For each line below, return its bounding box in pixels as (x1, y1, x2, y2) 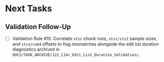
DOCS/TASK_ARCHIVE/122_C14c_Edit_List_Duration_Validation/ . (12, 52, 140, 58)
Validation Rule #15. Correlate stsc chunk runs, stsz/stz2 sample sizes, (12, 35, 158, 41)
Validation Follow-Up (5, 23, 71, 31)
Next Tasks (5, 3, 52, 14)
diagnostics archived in (12, 46, 60, 52)
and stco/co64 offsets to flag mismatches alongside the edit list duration (12, 41, 160, 47)
